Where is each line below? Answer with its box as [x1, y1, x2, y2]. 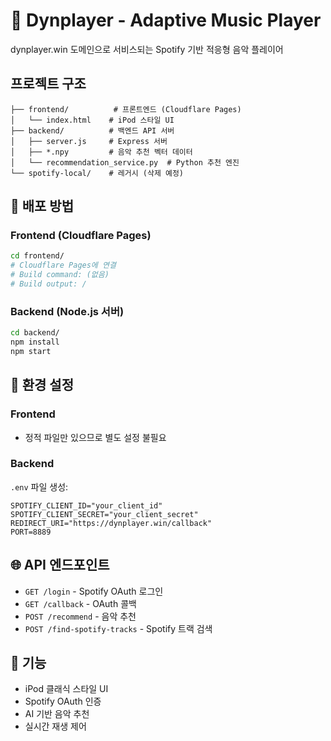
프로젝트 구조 [10, 75, 87, 93]
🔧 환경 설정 [10, 377, 75, 394]
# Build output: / [10, 279, 87, 289]
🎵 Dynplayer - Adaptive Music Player [10, 9, 322, 32]
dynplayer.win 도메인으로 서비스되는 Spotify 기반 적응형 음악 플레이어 [10, 43, 284, 55]
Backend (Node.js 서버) [10, 304, 125, 318]
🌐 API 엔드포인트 [10, 557, 110, 574]
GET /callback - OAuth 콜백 [24, 597, 137, 609]
